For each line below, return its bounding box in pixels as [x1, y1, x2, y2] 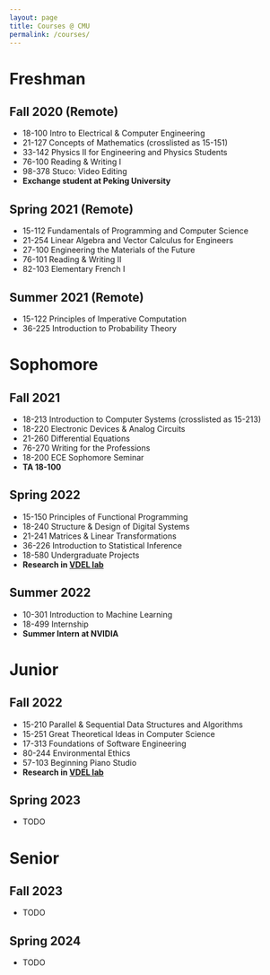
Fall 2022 [9, 695, 63, 710]
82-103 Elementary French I [22, 264, 126, 275]
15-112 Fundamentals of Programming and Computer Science [22, 225, 249, 236]
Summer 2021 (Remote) [9, 289, 144, 305]
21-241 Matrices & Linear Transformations [22, 531, 177, 541]
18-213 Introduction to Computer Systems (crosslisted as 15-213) [22, 414, 262, 425]
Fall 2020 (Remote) [9, 104, 119, 119]
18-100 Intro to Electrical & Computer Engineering [22, 127, 205, 139]
